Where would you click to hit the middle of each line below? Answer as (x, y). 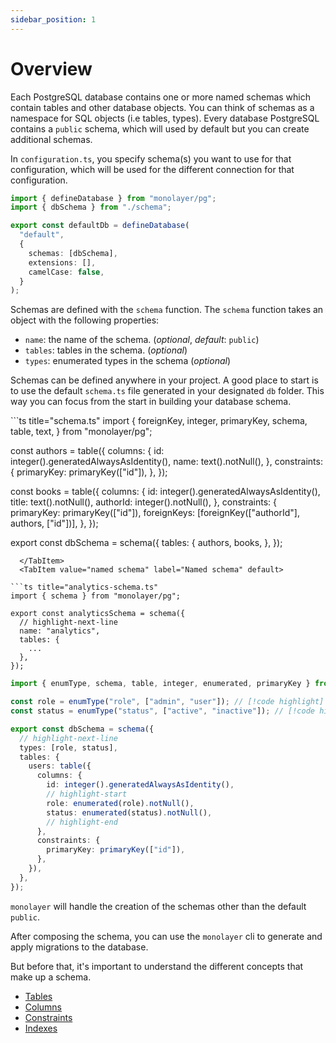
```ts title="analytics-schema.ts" (84, 587)
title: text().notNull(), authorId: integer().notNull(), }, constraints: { (144, 502)
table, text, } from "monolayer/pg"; (81, 432)
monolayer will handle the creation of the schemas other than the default (158, 906)
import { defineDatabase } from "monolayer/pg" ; (113, 198)
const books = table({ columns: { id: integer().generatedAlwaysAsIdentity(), (165, 492)
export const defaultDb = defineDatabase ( (100, 226)
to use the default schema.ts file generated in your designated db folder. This (167, 391)
